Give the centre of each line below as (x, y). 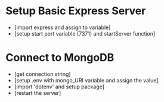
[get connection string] (42, 74)
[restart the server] (38, 93)
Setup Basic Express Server (76, 11)
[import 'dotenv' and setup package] (59, 87)
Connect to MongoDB (60, 58)
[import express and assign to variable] (62, 27)
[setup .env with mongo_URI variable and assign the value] (86, 80)
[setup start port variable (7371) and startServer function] (85, 33)
